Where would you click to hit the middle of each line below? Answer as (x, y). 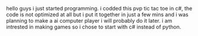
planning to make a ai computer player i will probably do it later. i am (89, 21)
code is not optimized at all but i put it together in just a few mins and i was (97, 15)
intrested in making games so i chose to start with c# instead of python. (94, 27)
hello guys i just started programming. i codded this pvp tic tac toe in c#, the (99, 8)
